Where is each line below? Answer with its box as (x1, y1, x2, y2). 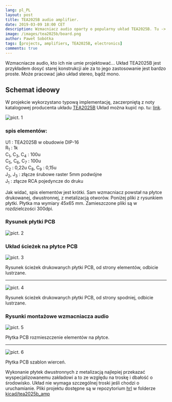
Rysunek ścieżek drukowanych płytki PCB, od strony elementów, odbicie (5, 264, 159, 271)
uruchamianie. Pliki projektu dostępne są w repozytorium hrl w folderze (5, 386, 156, 392)
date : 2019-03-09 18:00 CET (5, 22, 66, 27)
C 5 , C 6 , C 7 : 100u (5, 158, 41, 165)
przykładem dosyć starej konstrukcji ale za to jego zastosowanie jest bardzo (5, 65, 166, 71)
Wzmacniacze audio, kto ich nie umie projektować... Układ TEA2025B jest (5, 60, 161, 66)
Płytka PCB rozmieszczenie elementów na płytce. (5, 334, 110, 340)
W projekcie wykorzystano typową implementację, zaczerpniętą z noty (5, 99, 155, 105)
